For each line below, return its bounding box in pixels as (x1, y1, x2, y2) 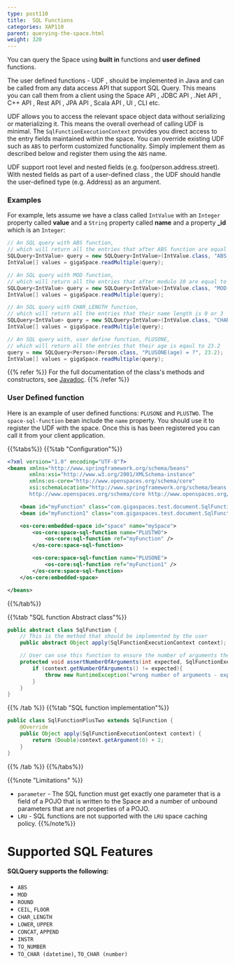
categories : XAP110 (7, 23, 64, 30)
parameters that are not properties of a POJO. (17, 804, 150, 813)
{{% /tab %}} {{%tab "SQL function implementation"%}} (7, 703, 170, 712)
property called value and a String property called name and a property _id (7, 218, 226, 227)
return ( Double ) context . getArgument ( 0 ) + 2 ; (32, 736, 164, 743)
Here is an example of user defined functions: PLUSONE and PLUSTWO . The (7, 408, 213, 417)
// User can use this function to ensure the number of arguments (20, 652, 218, 659)
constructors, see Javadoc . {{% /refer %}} (7, 376, 130, 384)
